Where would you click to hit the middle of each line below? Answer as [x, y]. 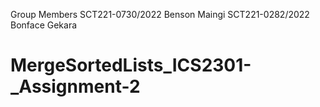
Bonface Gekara [44, 25]
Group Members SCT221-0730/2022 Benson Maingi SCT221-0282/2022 [160, 14]
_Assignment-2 [75, 86]
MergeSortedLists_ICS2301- [131, 65]
